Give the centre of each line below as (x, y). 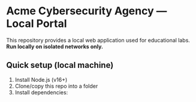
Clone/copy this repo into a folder (56, 86)
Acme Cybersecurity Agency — (87, 11)
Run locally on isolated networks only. (55, 47)
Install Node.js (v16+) (41, 79)
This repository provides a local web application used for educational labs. (98, 40)
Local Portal (37, 24)
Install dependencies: (41, 92)
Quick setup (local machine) (60, 65)
